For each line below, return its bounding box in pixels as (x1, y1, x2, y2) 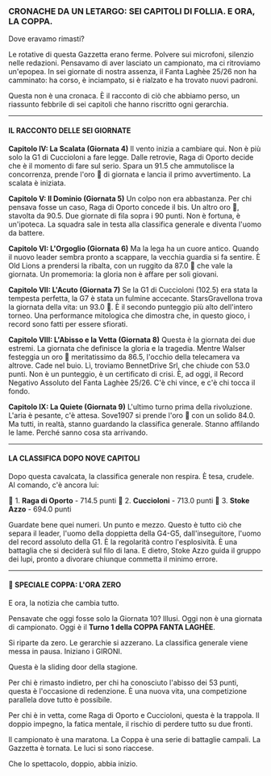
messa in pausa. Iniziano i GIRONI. (8, 646, 123, 656)
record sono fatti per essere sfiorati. (8, 319, 128, 328)
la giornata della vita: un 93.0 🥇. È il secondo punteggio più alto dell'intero (8, 302, 253, 311)
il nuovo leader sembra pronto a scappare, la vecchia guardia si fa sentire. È (8, 252, 261, 261)
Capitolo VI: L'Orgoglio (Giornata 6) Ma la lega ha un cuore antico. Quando (8, 244, 260, 253)
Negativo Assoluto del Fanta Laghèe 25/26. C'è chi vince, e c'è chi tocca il (8, 378, 256, 387)
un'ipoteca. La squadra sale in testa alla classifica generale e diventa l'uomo (8, 219, 262, 229)
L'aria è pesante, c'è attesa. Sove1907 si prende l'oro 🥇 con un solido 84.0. (8, 410, 256, 420)
